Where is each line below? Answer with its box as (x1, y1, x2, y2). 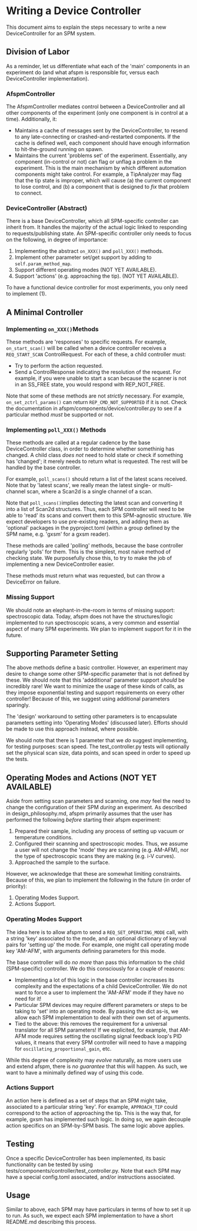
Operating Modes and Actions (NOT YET (6, 772, 157, 783)
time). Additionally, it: (6, 116, 58, 123)
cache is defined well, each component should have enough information (14, 139, 190, 146)
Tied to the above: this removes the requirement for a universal (14, 1020, 168, 1027)
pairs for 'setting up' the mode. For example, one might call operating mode (6, 941, 189, 948)
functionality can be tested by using (6, 1160, 93, 1168)
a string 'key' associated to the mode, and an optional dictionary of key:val (6, 935, 187, 942)
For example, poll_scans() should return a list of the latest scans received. (6, 475, 187, 483)
